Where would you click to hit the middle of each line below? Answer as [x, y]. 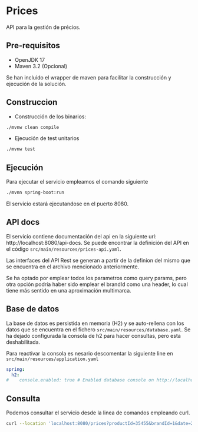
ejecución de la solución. [36, 84]
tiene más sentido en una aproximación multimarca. [69, 290]
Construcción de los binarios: [50, 117]
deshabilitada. [23, 342]
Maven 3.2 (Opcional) [41, 66]
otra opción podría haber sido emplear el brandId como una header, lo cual [97, 284]
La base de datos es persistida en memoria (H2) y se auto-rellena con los [95, 323]
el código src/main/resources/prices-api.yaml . [64, 249]
